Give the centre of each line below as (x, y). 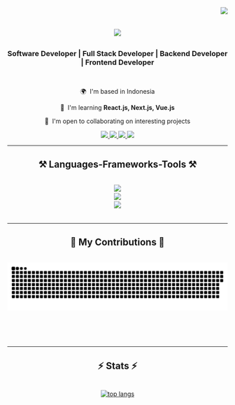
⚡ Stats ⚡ (117, 366)
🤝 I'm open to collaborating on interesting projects (117, 121)
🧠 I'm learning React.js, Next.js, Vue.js (117, 108)
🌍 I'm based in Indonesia (117, 92)
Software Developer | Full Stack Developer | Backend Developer (117, 54)
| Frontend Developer (117, 62)
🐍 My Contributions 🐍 (117, 242)
